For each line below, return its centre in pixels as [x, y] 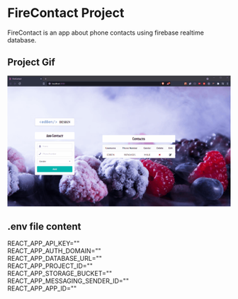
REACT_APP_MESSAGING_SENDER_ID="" [68, 281]
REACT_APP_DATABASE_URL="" [55, 259]
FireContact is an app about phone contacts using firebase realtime [106, 33]
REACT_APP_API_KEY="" [44, 244]
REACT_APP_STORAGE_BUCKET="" [60, 274]
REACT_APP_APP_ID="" [42, 288]
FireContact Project [66, 13]
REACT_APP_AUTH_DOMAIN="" [54, 251]
